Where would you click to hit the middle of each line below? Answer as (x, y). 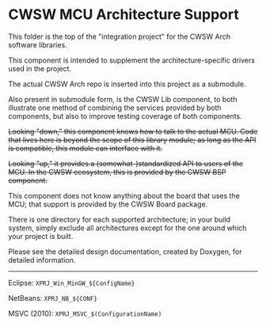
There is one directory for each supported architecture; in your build (120, 219)
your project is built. (41, 236)
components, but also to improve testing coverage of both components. (125, 116)
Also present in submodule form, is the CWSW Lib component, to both (123, 99)
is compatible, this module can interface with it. (85, 148)
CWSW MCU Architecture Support (123, 15)
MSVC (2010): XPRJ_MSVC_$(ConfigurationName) (85, 313)
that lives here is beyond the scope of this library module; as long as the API (132, 139)
